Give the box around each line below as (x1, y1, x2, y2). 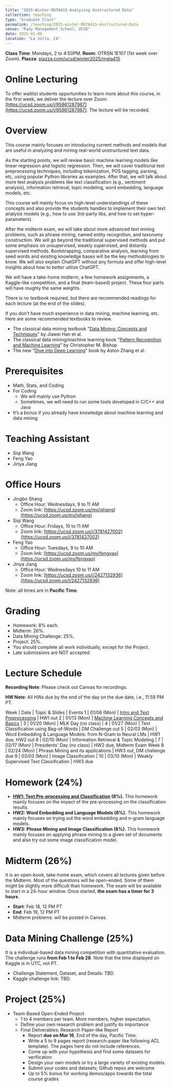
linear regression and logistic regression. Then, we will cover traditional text (5, 162, 165, 169)
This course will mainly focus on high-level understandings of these (5, 199, 148, 206)
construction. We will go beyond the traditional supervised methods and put (5, 237, 165, 243)
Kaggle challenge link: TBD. (12, 976, 71, 982)
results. (12, 804, 29, 810)
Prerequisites (5, 365, 64, 377)
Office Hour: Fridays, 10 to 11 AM (20, 523, 89, 529)
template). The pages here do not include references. (28, 1043, 141, 1050)
